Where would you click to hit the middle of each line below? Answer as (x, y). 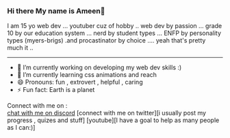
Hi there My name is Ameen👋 (56, 11)
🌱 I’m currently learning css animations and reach (87, 75)
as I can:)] (21, 128)
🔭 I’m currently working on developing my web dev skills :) (99, 67)
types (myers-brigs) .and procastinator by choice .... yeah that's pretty (106, 41)
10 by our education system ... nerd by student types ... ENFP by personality (114, 33)
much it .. (20, 48)
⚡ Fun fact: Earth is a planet (56, 90)
